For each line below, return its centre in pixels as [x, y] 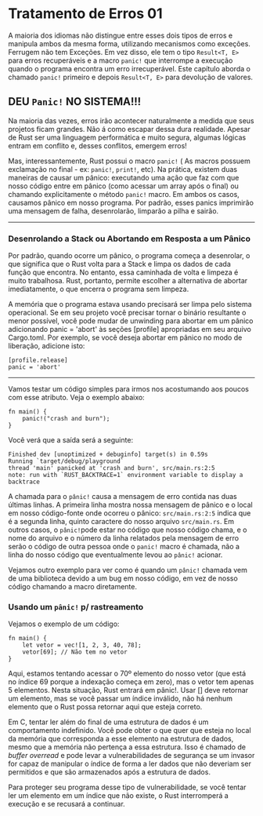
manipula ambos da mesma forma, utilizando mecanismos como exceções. [129, 43]
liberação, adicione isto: [47, 346]
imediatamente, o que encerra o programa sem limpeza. [99, 289]
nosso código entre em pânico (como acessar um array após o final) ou [123, 186]
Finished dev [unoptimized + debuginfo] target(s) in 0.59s [108, 455]
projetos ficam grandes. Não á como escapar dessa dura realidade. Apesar [129, 129]
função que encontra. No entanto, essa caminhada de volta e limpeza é [123, 272]
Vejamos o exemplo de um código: [64, 624]
